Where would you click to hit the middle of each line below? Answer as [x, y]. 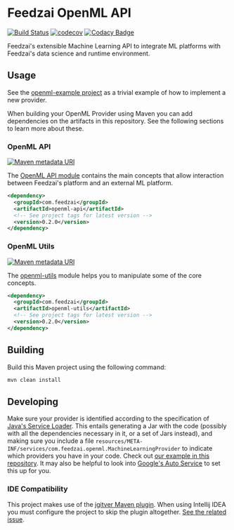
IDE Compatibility [38, 489]
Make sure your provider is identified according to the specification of [108, 418]
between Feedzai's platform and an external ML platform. [90, 183]
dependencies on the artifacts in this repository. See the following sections [116, 121]
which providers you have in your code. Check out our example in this [108, 456]
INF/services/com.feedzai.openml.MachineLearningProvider [94, 449]
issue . [16, 519]
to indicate [197, 449]
